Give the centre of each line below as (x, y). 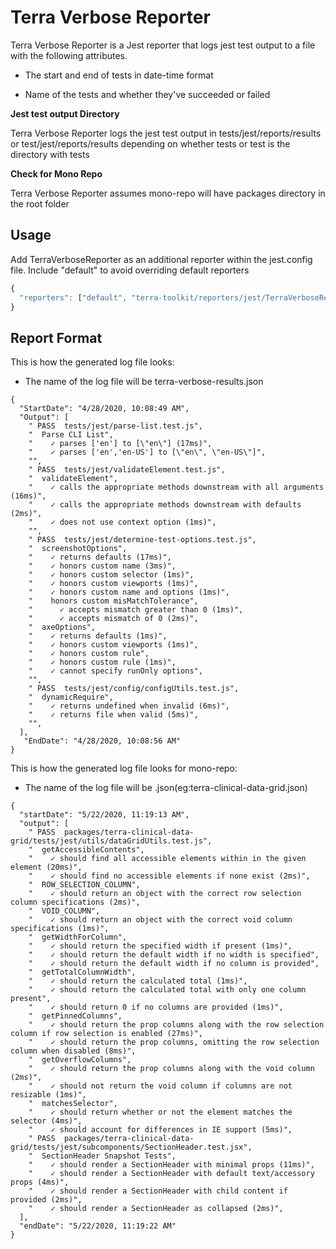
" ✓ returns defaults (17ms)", (100, 557)
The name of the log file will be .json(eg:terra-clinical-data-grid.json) (166, 788)
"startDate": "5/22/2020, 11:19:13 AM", (104, 815)
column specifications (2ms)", (75, 902)
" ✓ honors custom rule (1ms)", (102, 662)
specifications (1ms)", (60, 929)
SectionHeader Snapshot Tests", (109, 1156)
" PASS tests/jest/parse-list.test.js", (115, 426)
